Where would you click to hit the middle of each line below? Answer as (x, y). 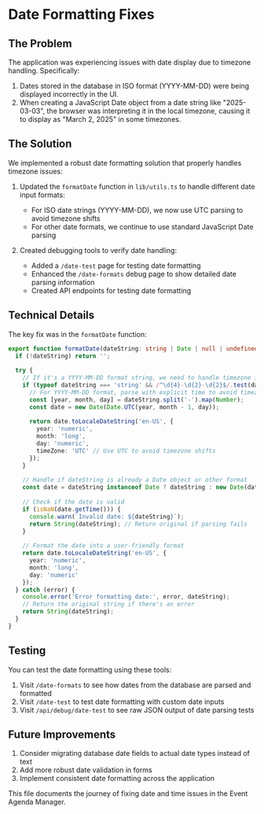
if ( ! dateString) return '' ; (63, 356)
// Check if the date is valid (73, 502)
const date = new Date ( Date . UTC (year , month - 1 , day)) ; (124, 407)
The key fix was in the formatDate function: (77, 334)
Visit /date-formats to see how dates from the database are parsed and (135, 684)
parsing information (63, 282)
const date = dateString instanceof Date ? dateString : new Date (133, 488)
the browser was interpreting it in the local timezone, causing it (148, 111)
